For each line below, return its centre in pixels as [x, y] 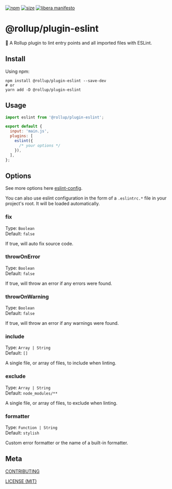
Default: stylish [22, 433]
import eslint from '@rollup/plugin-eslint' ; [55, 117]
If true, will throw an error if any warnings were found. [62, 323]
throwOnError [23, 257]
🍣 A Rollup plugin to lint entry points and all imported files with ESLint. [79, 43]
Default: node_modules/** [31, 393]
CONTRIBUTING [23, 471]
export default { [24, 126]
